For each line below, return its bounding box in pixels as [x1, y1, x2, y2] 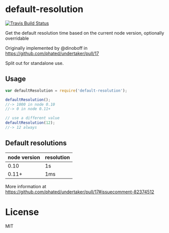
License [5, 206, 39, 217]
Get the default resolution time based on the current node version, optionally [5, 30, 164, 36]
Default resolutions [5, 139, 67, 147]
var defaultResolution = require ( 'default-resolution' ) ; [5, 88, 128, 93]
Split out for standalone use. [5, 60, 64, 66]
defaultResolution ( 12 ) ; [5, 120, 55, 125]
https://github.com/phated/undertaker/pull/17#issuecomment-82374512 [5, 189, 155, 195]
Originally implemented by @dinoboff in [5, 45, 88, 51]
